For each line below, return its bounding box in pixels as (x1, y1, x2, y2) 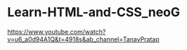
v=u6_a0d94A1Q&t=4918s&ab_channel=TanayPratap (7, 35, 160, 43)
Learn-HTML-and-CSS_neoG (7, 4, 181, 20)
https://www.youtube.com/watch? (7, 27, 106, 36)
